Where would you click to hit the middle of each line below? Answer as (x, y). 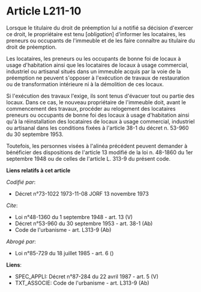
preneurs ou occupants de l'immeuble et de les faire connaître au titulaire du (100, 40)
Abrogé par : (21, 241)
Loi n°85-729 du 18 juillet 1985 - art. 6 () (64, 253)
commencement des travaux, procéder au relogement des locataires (91, 108)
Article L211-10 (44, 11)
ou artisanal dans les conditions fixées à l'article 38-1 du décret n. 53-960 (97, 128)
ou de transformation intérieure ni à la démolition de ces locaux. (85, 84)
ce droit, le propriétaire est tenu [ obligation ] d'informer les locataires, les (96, 34)
